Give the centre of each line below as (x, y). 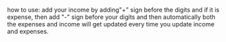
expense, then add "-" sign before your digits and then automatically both (111, 17)
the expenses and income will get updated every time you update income (111, 24)
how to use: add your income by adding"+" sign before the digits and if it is (113, 10)
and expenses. (28, 31)
